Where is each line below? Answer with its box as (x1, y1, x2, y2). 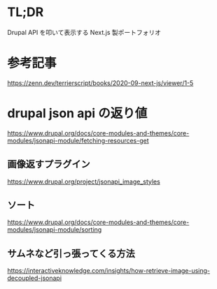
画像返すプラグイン (7, 158, 90, 170)
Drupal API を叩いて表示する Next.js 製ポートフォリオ (7, 28, 162, 36)
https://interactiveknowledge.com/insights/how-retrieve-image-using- (7, 267, 211, 275)
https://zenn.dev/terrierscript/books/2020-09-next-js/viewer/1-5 (7, 78, 194, 87)
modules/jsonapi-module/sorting (7, 225, 102, 234)
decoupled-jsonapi (7, 274, 62, 283)
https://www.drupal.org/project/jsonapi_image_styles (7, 177, 161, 186)
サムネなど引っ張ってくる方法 (7, 247, 135, 259)
